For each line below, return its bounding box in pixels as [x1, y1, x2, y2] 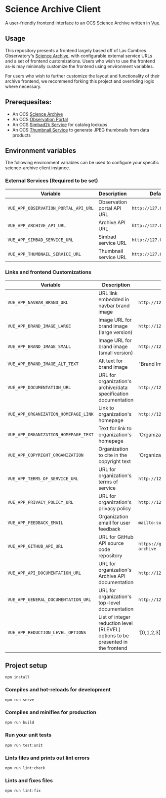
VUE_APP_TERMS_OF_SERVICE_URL [7, 475, 79, 481]
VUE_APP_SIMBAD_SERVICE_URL [7, 237, 74, 243]
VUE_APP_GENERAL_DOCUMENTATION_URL [7, 597, 91, 602]
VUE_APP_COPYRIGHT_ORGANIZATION [7, 452, 84, 458]
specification [98, 390, 129, 397]
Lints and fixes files [5, 777, 53, 784]
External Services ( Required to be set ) [5, 177, 98, 184]
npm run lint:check [5, 765, 45, 770]
